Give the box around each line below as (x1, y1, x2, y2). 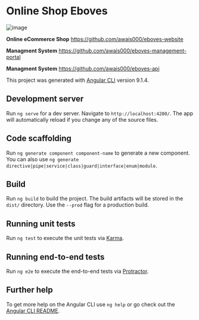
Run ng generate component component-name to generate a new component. (6, 149, 191, 156)
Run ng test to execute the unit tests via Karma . (6, 235, 124, 242)
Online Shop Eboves (6, 4, 108, 18)
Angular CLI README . (6, 307, 60, 314)
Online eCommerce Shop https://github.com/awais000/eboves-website (6, 35, 184, 42)
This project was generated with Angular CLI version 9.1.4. (6, 76, 149, 84)
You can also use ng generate (6, 155, 79, 162)
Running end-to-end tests (6, 252, 105, 262)
